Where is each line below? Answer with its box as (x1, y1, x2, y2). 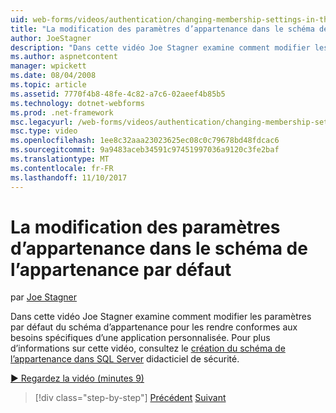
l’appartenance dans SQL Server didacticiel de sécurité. (10, 353, 240, 365)
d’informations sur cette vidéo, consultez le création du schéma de (10, 342, 286, 355)
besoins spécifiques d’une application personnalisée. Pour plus (10, 332, 271, 344)
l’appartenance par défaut (10, 258, 232, 281)
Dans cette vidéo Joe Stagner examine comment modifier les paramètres (10, 311, 312, 323)
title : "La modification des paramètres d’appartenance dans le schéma (10, 24, 315, 34)
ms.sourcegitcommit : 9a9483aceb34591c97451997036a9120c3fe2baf (10, 145, 280, 155)
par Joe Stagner (10, 291, 78, 303)
